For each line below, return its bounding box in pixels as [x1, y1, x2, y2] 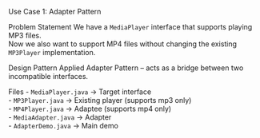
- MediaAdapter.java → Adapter [8, 112, 112, 122]
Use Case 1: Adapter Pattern [8, 7, 102, 16]
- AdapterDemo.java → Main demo [8, 121, 118, 130]
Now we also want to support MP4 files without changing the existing [8, 39, 238, 49]
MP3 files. [8, 31, 42, 40]
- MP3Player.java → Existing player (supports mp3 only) [8, 96, 192, 104]
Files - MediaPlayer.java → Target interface [8, 87, 152, 97]
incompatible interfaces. [8, 72, 89, 81]
